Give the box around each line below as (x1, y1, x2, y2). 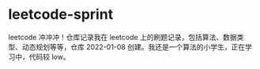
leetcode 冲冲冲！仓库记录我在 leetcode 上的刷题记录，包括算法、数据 (8, 32, 237, 42)
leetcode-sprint (8, 5, 114, 24)
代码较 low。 (28, 52, 70, 61)
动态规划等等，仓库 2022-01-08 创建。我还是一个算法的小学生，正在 (21, 42, 246, 52)
